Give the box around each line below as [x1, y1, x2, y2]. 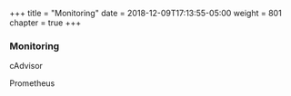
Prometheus [9, 78, 55, 89]
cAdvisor [9, 61, 44, 72]
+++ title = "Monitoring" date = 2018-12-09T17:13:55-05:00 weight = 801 [9, 8, 282, 18]
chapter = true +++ [9, 17, 82, 28]
